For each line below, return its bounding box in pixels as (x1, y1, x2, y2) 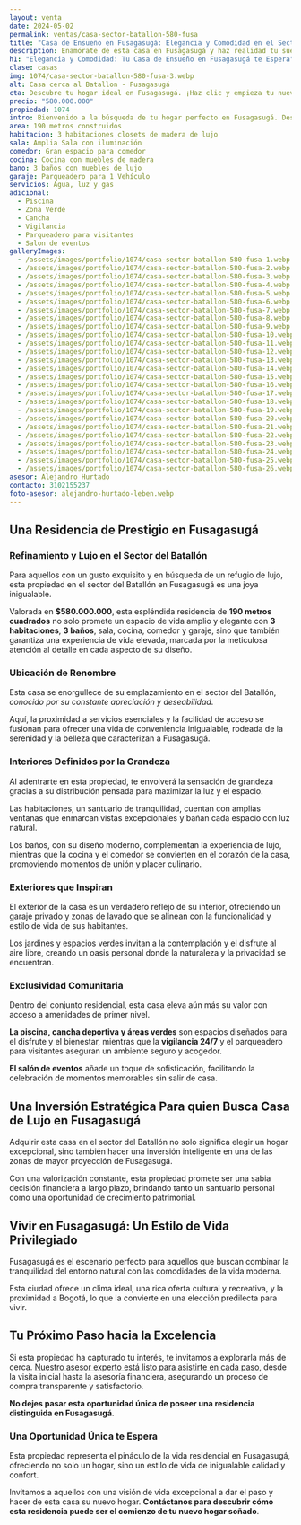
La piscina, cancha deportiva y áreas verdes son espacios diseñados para (9, 1027, 288, 1037)
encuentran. (9, 957, 55, 968)
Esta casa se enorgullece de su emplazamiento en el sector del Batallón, (9, 687, 277, 698)
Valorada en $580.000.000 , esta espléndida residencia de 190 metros (9, 606, 272, 617)
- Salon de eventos (17, 239, 90, 248)
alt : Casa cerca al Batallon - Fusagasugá (9, 80, 170, 89)
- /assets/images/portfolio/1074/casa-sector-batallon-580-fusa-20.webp (17, 414, 295, 423)
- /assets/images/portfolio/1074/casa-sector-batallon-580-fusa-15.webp (17, 372, 295, 382)
